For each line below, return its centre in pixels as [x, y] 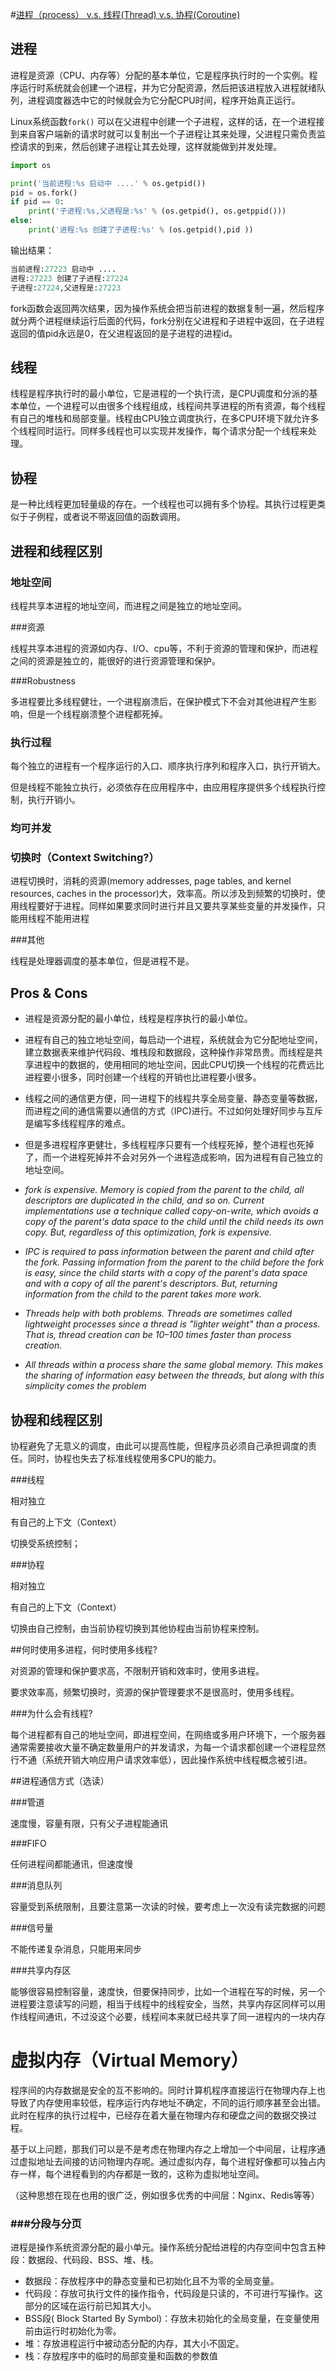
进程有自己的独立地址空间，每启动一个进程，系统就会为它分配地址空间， [173, 1040]
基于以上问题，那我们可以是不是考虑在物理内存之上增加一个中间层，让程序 [163, 2149]
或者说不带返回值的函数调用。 [124, 517]
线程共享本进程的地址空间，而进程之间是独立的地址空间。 [128, 605]
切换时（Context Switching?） [85, 858]
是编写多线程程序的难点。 [77, 1124]
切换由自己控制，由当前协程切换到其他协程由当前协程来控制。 [137, 1629]
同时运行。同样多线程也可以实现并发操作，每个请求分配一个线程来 [172, 431]
